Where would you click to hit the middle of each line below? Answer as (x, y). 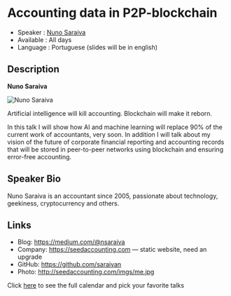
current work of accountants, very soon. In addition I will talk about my (109, 134)
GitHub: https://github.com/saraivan (69, 264)
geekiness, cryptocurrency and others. (63, 203)
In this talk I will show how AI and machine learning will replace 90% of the (115, 127)
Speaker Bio (34, 179)
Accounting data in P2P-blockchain (112, 13)
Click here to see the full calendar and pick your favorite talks (96, 285)
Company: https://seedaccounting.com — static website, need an (112, 250)
